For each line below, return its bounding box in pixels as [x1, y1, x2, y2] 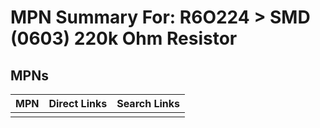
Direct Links [48, 97, 108, 110]
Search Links [116, 97, 181, 110]
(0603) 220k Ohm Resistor [10, 27, 238, 50]
